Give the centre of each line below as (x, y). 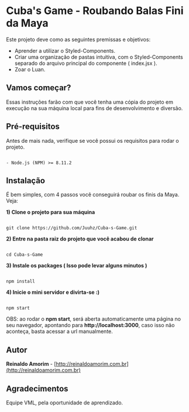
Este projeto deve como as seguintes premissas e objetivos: (78, 39)
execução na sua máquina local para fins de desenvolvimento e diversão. (94, 108)
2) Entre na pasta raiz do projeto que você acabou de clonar (80, 239)
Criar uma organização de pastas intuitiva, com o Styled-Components (99, 57)
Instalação (26, 181)
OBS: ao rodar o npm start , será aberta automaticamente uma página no (94, 319)
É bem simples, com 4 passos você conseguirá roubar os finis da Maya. (93, 195)
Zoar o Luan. (30, 69)
